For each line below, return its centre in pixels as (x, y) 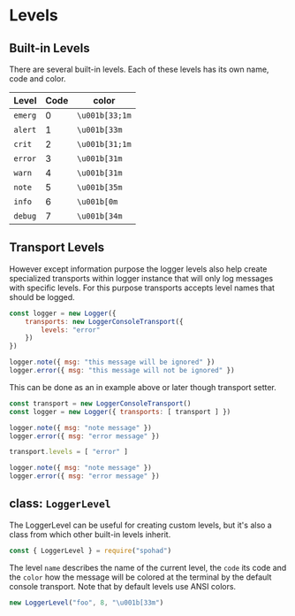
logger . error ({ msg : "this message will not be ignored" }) (122, 371)
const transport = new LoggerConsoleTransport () (100, 404)
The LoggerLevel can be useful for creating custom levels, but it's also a (140, 525)
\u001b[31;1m (104, 144)
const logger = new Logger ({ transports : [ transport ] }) (120, 412)
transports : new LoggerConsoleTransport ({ (104, 321)
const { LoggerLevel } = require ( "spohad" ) (91, 551)
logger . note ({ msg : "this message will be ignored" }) (112, 362)
